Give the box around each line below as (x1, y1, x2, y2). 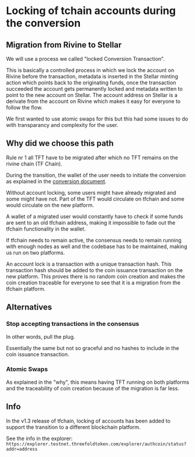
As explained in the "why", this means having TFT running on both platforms (6, 379, 190, 386)
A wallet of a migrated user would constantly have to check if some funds (6, 212, 183, 220)
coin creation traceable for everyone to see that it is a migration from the (6, 279, 181, 286)
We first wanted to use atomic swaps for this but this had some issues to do (6, 115, 189, 122)
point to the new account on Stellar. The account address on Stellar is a (6, 92, 178, 98)
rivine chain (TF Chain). (6, 160, 62, 167)
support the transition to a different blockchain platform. (6, 423, 141, 431)
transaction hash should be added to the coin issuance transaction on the (6, 266, 183, 273)
